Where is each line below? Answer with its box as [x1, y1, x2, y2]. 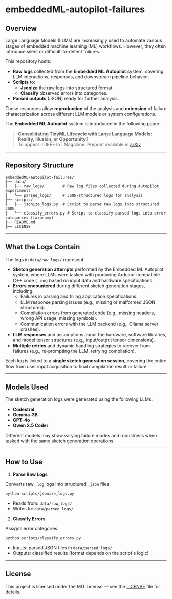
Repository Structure [5, 161, 74, 170]
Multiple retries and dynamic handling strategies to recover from [12, 342, 150, 349]
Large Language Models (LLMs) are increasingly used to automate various [5, 37, 162, 44]
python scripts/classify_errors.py [5, 536, 81, 541]
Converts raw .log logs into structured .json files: [5, 481, 111, 487]
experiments [5, 188, 31, 193]
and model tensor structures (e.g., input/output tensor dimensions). [12, 337, 155, 343]
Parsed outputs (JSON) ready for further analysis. [12, 96, 119, 101]
